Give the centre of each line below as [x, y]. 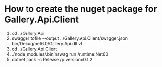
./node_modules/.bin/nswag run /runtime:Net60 [60, 54]
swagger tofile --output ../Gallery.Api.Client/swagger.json [70, 38]
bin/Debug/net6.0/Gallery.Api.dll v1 [47, 43]
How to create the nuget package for [81, 9]
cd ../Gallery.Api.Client [34, 49]
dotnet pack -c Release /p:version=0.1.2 [52, 59]
